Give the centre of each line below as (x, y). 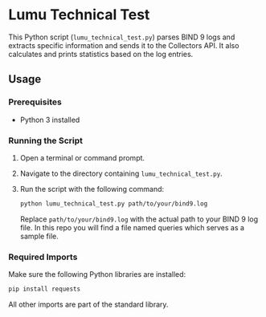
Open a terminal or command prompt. (82, 157)
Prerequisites (35, 102)
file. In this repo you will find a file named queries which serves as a (132, 227)
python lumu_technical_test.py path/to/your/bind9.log (114, 203)
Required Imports (43, 257)
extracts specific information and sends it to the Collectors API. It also (124, 45)
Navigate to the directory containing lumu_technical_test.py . (121, 173)
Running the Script (45, 140)
